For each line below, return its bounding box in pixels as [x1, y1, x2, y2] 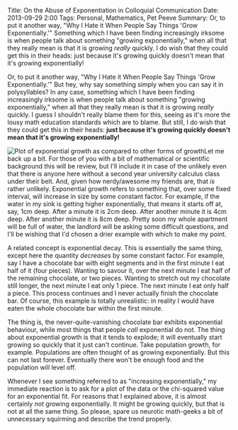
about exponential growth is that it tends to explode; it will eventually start [7, 333, 222, 341]
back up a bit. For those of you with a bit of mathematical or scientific [7, 154, 210, 163]
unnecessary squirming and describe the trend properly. [7, 415, 172, 423]
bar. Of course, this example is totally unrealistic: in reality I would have [7, 296, 215, 305]
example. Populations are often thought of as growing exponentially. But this [7, 348, 230, 356]
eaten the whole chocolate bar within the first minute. [7, 304, 164, 312]
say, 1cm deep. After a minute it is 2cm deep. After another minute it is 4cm [7, 208, 227, 215]
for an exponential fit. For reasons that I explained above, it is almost [7, 392, 207, 400]
